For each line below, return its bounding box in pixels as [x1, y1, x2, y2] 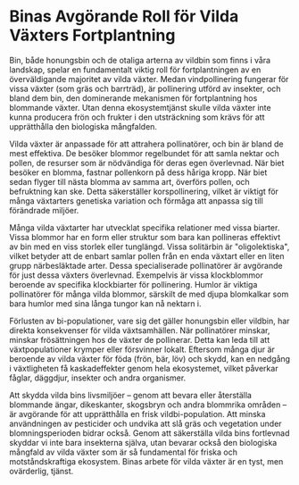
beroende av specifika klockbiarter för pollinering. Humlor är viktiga [9, 279, 258, 289]
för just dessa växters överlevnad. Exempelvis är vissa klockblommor [9, 270, 263, 280]
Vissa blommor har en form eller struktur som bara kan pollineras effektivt [9, 231, 281, 242]
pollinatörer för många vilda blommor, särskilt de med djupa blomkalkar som [9, 288, 289, 299]
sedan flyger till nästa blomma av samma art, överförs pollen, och [9, 176, 250, 187]
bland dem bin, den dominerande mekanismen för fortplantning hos [9, 92, 258, 104]
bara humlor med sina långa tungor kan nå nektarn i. [9, 297, 203, 309]
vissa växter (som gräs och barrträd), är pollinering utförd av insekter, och [9, 83, 281, 94]
